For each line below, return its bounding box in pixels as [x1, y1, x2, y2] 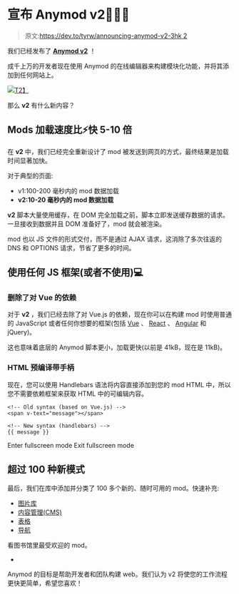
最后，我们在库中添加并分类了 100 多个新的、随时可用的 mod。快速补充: [7, 483, 220, 492]
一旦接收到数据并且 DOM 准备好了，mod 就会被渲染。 [7, 219, 166, 228]
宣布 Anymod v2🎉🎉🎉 [7, 6, 130, 23]
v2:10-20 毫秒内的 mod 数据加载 [17, 195, 114, 204]
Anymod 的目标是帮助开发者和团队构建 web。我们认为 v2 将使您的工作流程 [7, 570, 228, 578]
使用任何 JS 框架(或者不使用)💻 [7, 267, 144, 279]
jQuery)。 [7, 328, 36, 337]
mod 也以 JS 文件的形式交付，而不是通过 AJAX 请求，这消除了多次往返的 [7, 235, 223, 243]
